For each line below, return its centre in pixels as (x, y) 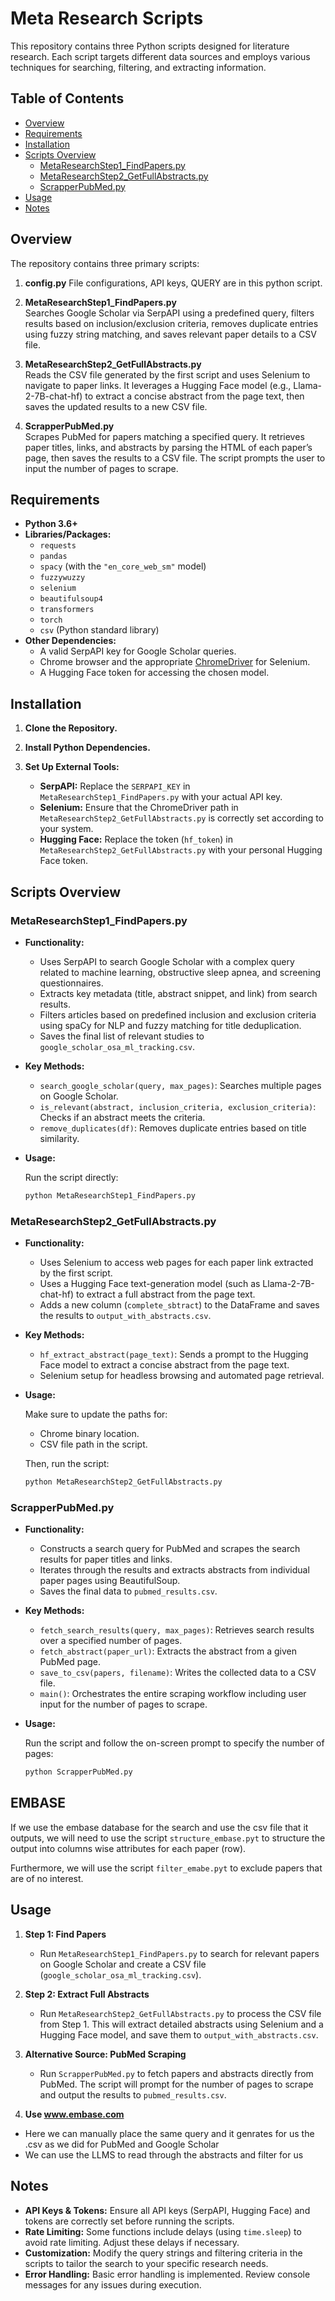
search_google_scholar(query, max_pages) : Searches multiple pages (180, 1085)
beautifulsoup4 (71, 599)
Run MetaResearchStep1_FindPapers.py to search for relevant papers (179, 1953)
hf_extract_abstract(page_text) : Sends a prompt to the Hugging (174, 1354)
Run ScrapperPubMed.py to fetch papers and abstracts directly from (176, 2073)
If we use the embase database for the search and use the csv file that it (159, 1827)
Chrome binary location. (89, 1434)
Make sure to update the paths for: (96, 1414)
